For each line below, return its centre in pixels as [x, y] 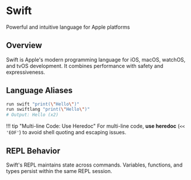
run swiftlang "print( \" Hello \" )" [48, 110]
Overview [24, 45]
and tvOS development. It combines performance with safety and [85, 66]
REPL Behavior [33, 151]
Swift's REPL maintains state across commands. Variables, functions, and [94, 165]
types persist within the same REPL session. [59, 171]
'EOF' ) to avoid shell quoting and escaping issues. [66, 133]
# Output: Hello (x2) [32, 115]
